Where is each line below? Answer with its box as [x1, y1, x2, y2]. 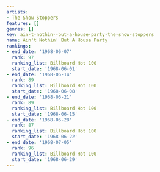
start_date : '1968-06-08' [12, 88, 78, 95]
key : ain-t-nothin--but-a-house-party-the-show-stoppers [6, 32, 155, 38]
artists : [6, 9, 29, 15]
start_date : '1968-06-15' [12, 111, 78, 117]
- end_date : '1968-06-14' [6, 71, 72, 77]
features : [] [6, 20, 40, 26]
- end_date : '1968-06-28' [6, 116, 72, 123]
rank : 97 [12, 54, 34, 60]
